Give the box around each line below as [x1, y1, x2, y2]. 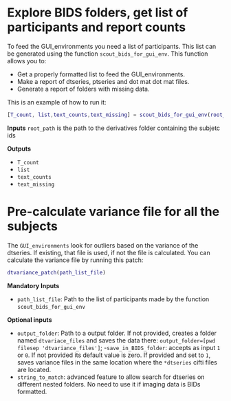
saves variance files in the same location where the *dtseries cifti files [16, 358, 218, 366]
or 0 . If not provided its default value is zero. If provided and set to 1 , [16, 351, 211, 359]
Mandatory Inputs [7, 281, 60, 290]
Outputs [7, 144, 32, 153]
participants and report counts [7, 19, 186, 35]
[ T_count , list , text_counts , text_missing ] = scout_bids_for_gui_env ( [7, 111, 211, 118]
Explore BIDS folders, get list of [7, 5, 188, 21]
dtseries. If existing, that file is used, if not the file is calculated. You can [7, 248, 211, 257]
